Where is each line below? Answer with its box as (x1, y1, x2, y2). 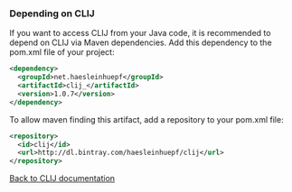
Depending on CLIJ (9, 7, 95, 20)
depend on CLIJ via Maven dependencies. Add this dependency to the (9, 37, 273, 48)
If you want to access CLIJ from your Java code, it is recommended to (9, 28, 271, 39)
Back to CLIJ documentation (9, 173, 116, 184)
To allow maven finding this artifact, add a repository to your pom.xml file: (9, 114, 284, 124)
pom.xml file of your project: (9, 47, 115, 58)
